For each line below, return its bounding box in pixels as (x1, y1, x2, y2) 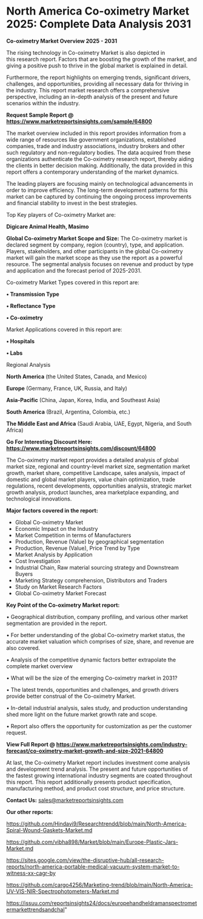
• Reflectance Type (6, 302, 56, 309)
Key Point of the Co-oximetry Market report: (6, 601, 120, 609)
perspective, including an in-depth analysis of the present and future (6, 93, 178, 100)
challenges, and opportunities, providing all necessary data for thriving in (6, 80, 189, 87)
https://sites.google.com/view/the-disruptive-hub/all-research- (6, 856, 165, 864)
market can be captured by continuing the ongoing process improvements (6, 193, 192, 200)
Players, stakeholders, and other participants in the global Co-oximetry (6, 247, 183, 255)
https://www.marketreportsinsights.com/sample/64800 (6, 117, 153, 125)
